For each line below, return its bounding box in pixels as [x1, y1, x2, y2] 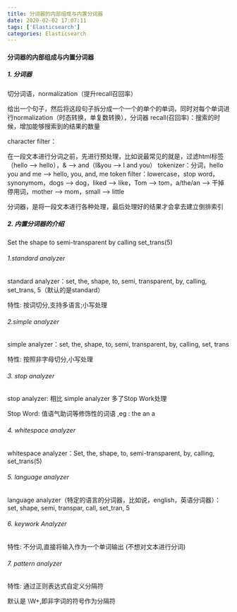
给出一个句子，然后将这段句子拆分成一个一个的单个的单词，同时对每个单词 [7, 104, 224, 113]
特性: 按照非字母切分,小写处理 [7, 355, 94, 364]
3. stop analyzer [7, 371, 55, 380]
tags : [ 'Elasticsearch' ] [7, 23, 80, 30]
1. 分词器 [7, 70, 32, 78]
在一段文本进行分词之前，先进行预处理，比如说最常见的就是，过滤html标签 [7, 152, 224, 160]
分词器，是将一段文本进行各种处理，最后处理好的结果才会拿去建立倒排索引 [7, 202, 224, 210]
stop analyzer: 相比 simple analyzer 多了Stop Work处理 [7, 395, 167, 403]
